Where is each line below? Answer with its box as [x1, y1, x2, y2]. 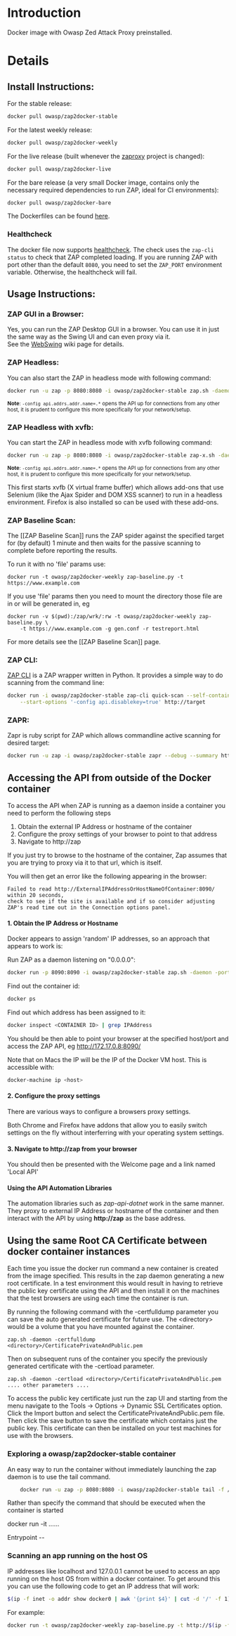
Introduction [7, 5, 81, 21]
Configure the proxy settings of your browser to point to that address [17, 830, 218, 839]
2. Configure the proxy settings [7, 1092, 100, 1100]
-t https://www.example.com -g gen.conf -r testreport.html [20, 625, 199, 633]
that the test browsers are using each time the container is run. [7, 1294, 190, 1302]
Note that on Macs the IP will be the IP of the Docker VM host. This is [7, 1055, 207, 1064]
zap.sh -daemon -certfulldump [7, 1336, 96, 1343]
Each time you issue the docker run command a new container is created [7, 1264, 219, 1273]
